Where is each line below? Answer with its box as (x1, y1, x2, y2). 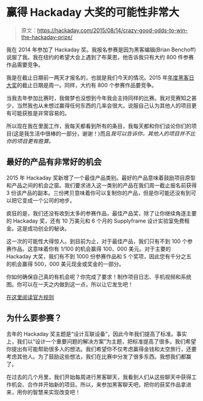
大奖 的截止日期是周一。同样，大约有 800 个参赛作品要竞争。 (6, 81, 157, 88)
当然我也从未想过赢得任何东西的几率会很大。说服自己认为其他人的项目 (16, 102, 192, 109)
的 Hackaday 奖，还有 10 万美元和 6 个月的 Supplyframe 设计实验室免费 (6, 217, 185, 224)
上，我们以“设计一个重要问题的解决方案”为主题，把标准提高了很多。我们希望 (6, 337, 196, 345)
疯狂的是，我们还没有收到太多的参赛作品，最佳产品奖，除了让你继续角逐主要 (6, 209, 197, 217)
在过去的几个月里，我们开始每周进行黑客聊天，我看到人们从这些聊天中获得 (6, 373, 192, 380)
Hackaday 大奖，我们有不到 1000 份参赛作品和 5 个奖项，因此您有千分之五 (6, 252, 192, 260)
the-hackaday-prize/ (21, 33, 73, 41)
